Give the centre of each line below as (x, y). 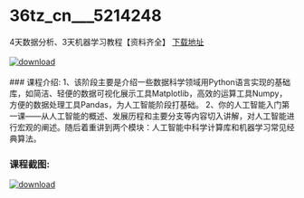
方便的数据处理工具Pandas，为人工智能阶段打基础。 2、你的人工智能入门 (146, 104)
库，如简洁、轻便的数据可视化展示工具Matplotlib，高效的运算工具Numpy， (148, 93)
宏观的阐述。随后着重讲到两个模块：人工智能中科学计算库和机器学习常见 (152, 127)
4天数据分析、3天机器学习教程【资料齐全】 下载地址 (107, 42)
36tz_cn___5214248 (85, 16)
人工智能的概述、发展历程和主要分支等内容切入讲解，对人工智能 (167, 116)
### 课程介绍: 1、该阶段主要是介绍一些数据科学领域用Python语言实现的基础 (150, 81)
